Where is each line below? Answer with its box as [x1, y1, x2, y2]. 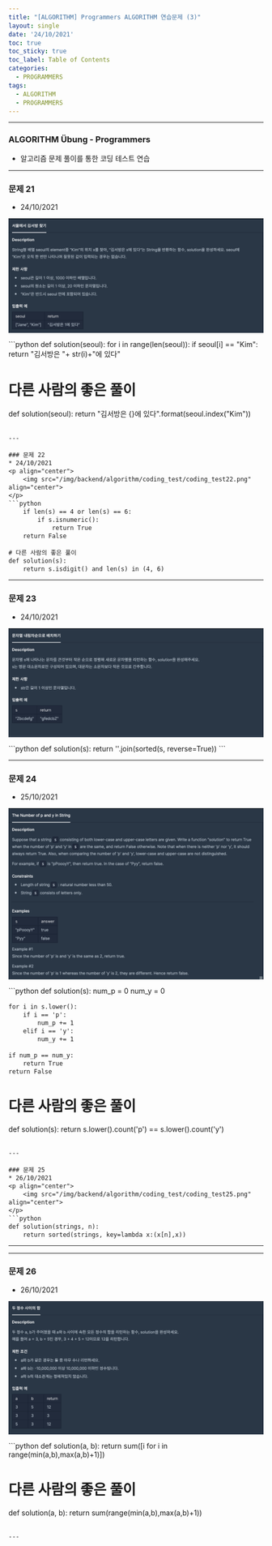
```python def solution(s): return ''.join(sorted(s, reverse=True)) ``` [8, 743, 227, 753]
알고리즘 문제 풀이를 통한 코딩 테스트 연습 [19, 153, 151, 163]
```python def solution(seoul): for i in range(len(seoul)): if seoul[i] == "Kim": [8, 340, 258, 349]
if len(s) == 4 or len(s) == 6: [23, 507, 132, 516]
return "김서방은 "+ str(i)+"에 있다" [8, 349, 121, 359]
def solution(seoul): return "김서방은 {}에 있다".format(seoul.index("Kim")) [8, 409, 251, 419]
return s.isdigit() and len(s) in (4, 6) [23, 565, 164, 573]
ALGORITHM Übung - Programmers [8, 134, 151, 145]
